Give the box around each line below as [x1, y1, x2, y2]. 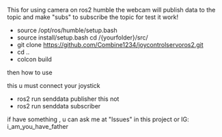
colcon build [16, 55, 53, 63]
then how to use [7, 68, 53, 76]
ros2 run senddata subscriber [16, 102, 101, 110]
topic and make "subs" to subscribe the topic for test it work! [7, 13, 179, 21]
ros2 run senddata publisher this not [16, 95, 120, 103]
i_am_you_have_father [7, 123, 69, 130]
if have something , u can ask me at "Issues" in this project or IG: [7, 115, 189, 123]
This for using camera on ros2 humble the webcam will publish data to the [7, 6, 216, 14]
